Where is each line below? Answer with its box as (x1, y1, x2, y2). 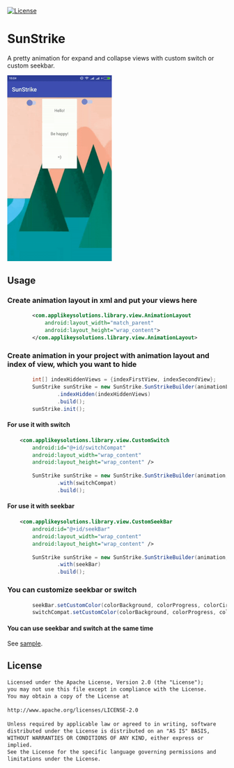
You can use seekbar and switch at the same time (7, 624, 154, 632)
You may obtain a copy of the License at (7, 693, 130, 700)
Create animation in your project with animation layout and (7, 350, 210, 360)
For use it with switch (7, 421, 71, 429)
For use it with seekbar (7, 502, 75, 510)
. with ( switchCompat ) (56, 480, 117, 487)
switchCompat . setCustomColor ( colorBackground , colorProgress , (32, 609, 217, 616)
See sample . (7, 639, 43, 648)
